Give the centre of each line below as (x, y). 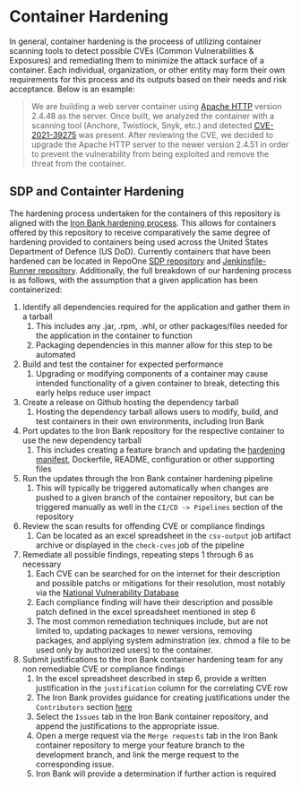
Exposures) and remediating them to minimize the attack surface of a (137, 60)
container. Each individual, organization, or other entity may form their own (147, 70)
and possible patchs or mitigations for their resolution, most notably (160, 583)
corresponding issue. (75, 764)
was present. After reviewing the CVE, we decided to (176, 134)
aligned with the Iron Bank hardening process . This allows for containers (143, 222)
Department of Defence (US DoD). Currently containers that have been (140, 251)
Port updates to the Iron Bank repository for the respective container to (153, 430)
